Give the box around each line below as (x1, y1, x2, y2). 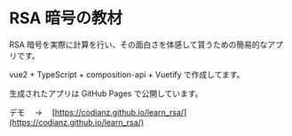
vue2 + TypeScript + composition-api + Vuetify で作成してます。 (9, 68, 245, 80)
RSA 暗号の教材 (9, 8, 122, 28)
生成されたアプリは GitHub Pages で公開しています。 (9, 88, 203, 99)
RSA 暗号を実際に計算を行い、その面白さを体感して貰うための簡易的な (9, 39, 268, 50)
